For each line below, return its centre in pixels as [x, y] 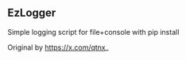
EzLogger [32, 13]
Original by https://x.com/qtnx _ [58, 47]
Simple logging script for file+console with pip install [93, 32]
